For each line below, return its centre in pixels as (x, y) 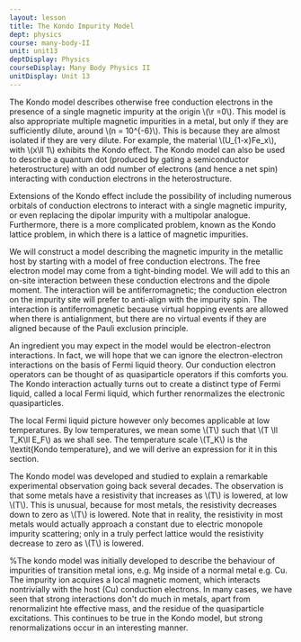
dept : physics (36, 34)
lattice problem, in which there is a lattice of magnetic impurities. (129, 234)
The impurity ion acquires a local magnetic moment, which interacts (135, 579)
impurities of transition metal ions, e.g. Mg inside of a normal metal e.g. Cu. (148, 570)
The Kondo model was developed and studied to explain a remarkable (138, 476)
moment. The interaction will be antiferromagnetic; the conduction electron (148, 290)
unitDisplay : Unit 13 (50, 77)
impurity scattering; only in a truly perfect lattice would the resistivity (137, 533)
